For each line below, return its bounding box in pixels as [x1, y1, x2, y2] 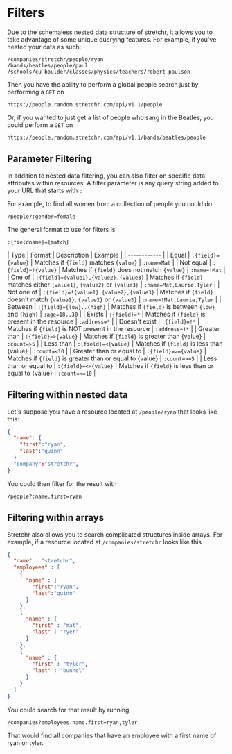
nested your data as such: [7, 42, 82, 51]
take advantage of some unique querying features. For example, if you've [7, 35, 217, 43]
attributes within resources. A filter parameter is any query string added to [7, 178, 220, 187]
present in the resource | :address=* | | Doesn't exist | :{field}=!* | [7, 317, 200, 326]
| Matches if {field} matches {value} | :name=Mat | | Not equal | [30, 258, 211, 267]
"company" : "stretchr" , [13, 460, 79, 467]
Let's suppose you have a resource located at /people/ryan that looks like [7, 408, 217, 416]
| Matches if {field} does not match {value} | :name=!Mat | [58, 265, 226, 274]
